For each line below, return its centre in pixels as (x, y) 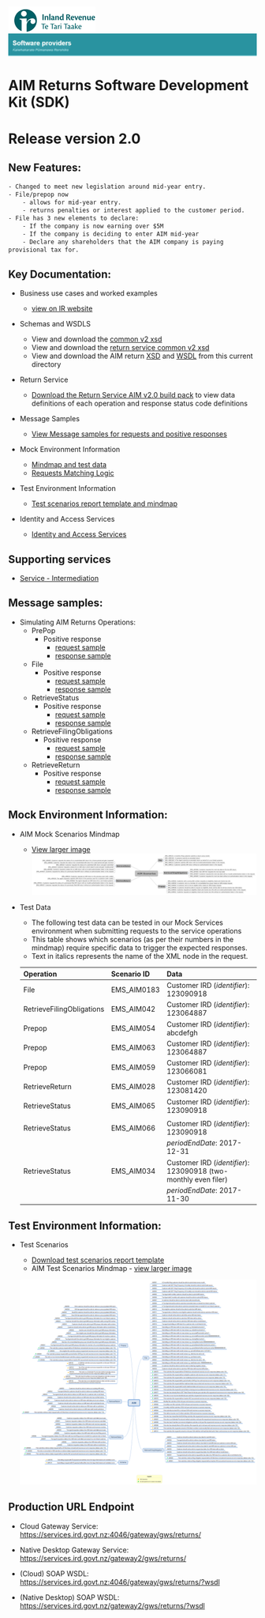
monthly (180, 1179)
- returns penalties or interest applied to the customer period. (134, 211)
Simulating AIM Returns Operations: (78, 622)
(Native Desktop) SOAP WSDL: (69, 1597)
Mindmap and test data (69, 465)
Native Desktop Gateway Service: (74, 1550)
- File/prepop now (38, 195)
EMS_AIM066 (133, 1128)
